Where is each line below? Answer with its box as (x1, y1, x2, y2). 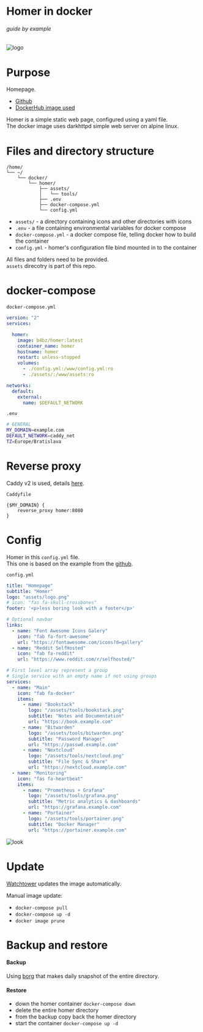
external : (17, 394, 43, 400)
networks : (6, 382, 32, 389)
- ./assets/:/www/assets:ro (22, 372, 95, 378)
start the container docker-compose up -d (15, 1020, 119, 1027)
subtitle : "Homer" (6, 588, 53, 594)
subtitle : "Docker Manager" (28, 821, 100, 827)
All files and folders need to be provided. (6, 256, 109, 263)
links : (6, 622, 23, 629)
